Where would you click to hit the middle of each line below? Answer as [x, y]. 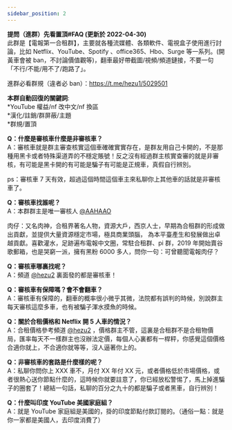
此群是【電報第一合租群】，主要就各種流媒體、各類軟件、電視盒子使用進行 [112, 43]
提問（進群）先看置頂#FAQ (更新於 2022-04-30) [77, 34]
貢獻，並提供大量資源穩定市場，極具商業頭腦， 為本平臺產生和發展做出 [114, 234]
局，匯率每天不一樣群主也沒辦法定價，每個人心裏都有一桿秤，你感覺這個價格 [116, 338]
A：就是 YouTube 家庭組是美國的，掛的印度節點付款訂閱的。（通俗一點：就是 [116, 411]
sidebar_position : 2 [37, 13]
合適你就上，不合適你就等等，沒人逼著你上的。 [74, 347]
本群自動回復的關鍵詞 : [39, 98]
